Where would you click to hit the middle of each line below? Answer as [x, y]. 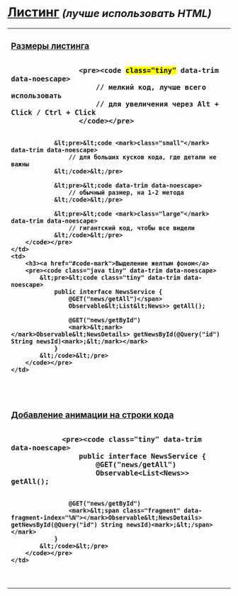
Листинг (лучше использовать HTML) [109, 12]
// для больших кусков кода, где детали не [142, 157]
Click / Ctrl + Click [53, 113]
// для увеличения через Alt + [157, 105]
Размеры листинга [50, 46]
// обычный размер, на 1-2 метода [126, 193]
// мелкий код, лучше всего [151, 88]
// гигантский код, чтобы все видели [132, 228]
